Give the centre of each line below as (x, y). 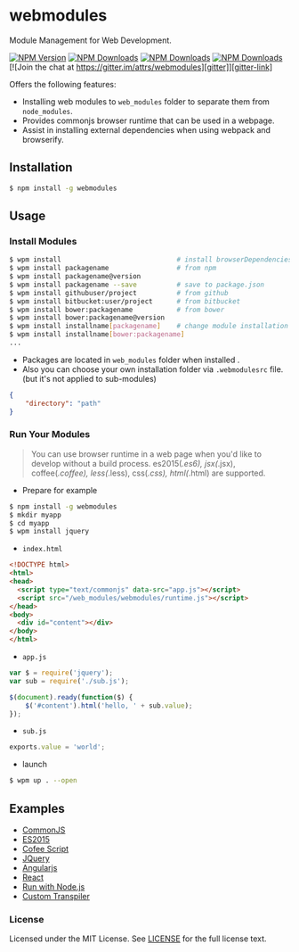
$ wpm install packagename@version (75, 277)
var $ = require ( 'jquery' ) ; (61, 673)
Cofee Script (45, 849)
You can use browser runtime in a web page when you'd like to (146, 454)
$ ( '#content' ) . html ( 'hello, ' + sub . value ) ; (109, 706)
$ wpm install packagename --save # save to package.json (137, 285)
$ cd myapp (29, 523)
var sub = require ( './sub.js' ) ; (69, 681)
